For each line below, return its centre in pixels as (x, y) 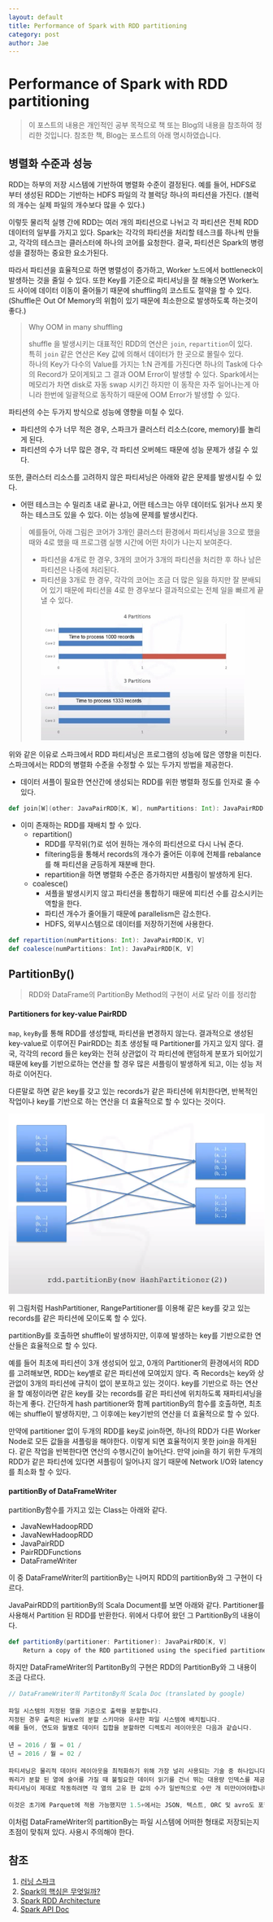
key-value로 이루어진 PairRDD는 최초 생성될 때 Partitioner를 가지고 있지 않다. (132, 1043)
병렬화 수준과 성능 (50, 163)
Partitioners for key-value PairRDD (68, 1014)
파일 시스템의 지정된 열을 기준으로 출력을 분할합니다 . (85, 1711)
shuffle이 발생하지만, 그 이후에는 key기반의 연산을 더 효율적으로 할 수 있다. (141, 1413)
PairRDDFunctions (51, 1552)
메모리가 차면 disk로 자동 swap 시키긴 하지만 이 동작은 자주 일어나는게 (139, 384)
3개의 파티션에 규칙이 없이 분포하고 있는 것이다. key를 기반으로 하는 (136, 1383)
